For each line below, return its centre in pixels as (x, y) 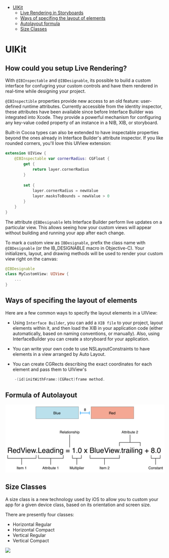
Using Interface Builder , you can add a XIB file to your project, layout (88, 323)
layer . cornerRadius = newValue (65, 191)
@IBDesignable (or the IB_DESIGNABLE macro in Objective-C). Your (75, 248)
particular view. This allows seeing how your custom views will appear (78, 227)
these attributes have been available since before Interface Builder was (79, 112)
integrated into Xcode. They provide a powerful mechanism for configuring (83, 117)
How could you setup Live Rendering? (66, 68)
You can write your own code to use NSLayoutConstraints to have (81, 349)
